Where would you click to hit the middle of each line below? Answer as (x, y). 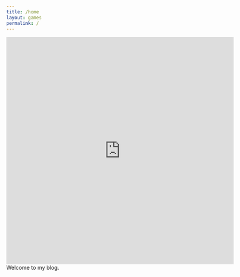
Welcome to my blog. (33, 268)
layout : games (24, 18)
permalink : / (23, 23)
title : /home (23, 12)
